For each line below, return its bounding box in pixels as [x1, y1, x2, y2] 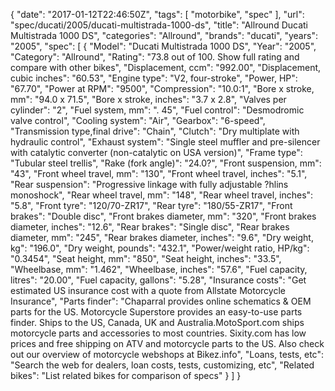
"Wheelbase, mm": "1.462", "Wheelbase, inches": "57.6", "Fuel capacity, [10, 264, 308, 275]
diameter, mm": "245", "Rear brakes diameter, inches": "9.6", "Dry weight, [10, 232, 314, 243]
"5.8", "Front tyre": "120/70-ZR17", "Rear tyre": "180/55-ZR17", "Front [10, 200, 293, 211]
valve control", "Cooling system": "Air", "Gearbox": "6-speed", [10, 115, 266, 126]
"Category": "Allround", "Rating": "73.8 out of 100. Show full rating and [10, 51, 300, 63]
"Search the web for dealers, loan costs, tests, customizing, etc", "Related [10, 359, 315, 371]
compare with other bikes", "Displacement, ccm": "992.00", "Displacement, [10, 62, 322, 73]
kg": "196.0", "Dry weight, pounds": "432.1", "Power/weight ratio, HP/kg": [10, 242, 310, 254]
